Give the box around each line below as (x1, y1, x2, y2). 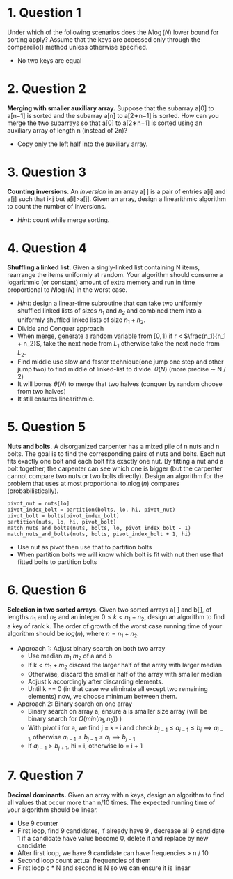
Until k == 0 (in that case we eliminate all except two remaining (27, 685, 209, 693)
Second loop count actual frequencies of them (17, 857, 151, 865)
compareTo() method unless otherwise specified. (7, 43, 148, 51)
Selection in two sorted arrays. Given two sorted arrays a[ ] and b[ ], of (7, 605, 212, 614)
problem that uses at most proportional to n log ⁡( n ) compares (7, 479, 179, 487)
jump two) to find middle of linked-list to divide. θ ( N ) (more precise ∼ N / (17, 364, 226, 373)
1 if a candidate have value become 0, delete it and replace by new (17, 834, 209, 843)
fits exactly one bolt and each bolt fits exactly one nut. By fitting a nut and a (7, 457, 224, 465)
